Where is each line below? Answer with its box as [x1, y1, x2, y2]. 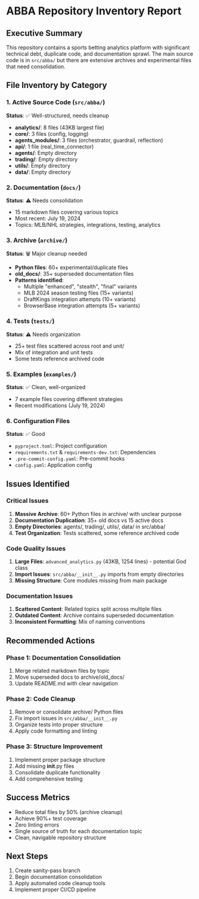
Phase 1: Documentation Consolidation [6, 654, 121, 662]
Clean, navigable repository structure [14, 834, 107, 841]
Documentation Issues [6, 592, 73, 600]
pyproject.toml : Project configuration [14, 442, 107, 450]
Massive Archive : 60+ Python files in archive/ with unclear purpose [14, 510, 182, 517]
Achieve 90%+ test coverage [14, 815, 87, 822]
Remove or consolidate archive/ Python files [14, 708, 123, 716]
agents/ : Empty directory [14, 149, 77, 156]
